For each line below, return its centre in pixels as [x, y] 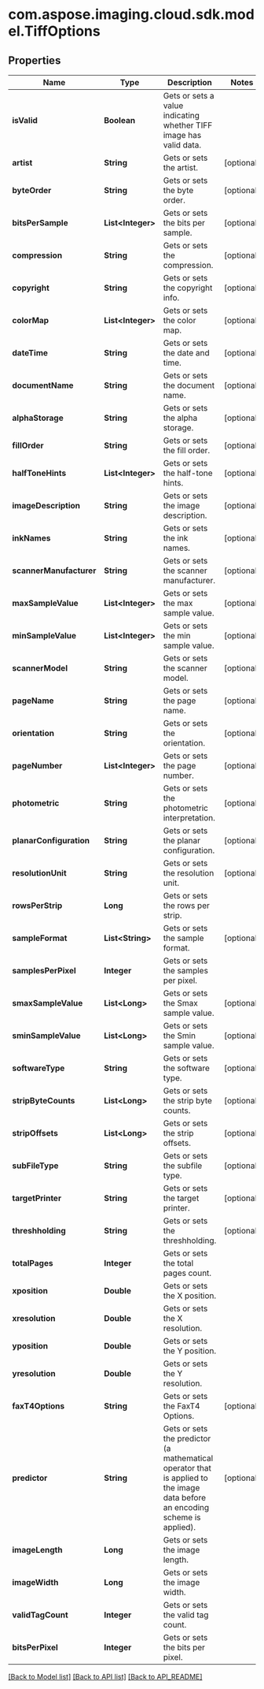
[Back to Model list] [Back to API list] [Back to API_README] [105, 1677]
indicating [181, 115]
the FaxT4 [181, 1406]
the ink [176, 538]
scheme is [182, 1517]
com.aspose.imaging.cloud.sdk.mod [132, 15]
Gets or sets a [189, 96]
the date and [186, 353]
